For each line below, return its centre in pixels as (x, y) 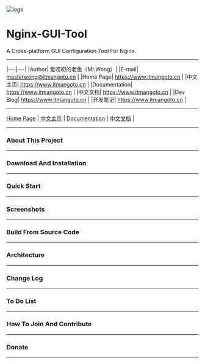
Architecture (26, 255)
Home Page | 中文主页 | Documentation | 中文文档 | (70, 118)
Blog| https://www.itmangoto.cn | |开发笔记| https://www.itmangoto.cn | (96, 99)
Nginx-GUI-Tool (47, 34)
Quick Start (23, 186)
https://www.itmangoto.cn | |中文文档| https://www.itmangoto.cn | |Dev (95, 92)
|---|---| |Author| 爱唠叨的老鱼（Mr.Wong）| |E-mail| (72, 69)
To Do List (21, 301)
